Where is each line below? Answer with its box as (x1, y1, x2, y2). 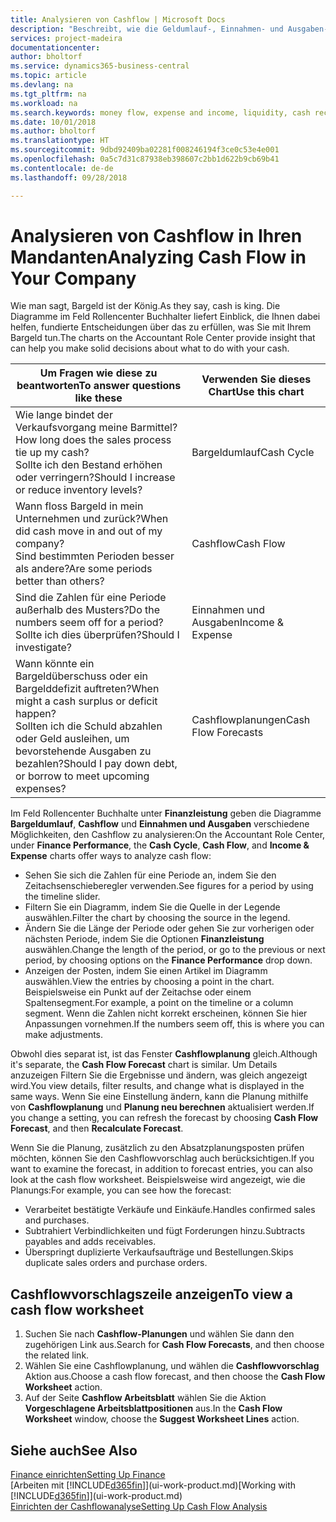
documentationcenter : (10, 42, 101, 53)
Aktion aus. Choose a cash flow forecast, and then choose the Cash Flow (24, 1371, 326, 1383)
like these (74, 391, 123, 405)
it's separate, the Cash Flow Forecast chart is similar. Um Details (10, 1059, 278, 1071)
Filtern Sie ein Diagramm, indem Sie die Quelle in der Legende (24, 901, 281, 913)
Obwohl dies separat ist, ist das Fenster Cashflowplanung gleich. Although (10, 1048, 318, 1060)
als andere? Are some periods (15, 562, 153, 576)
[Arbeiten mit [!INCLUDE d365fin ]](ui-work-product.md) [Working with (10, 1479, 297, 1491)
